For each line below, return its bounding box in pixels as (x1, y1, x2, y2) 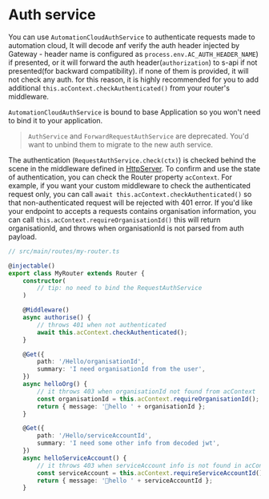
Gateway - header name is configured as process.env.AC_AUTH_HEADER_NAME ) (8, 49, 259, 58)
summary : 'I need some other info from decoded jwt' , (37, 439, 220, 448)
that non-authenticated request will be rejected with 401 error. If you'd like (8, 198, 253, 207)
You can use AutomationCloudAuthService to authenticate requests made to (8, 32, 255, 42)
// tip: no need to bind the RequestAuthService (37, 284, 203, 292)
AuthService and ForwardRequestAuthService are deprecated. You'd (27, 131, 250, 141)
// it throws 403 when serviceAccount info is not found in (37, 461, 242, 469)
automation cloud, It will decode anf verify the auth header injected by (8, 40, 240, 50)
